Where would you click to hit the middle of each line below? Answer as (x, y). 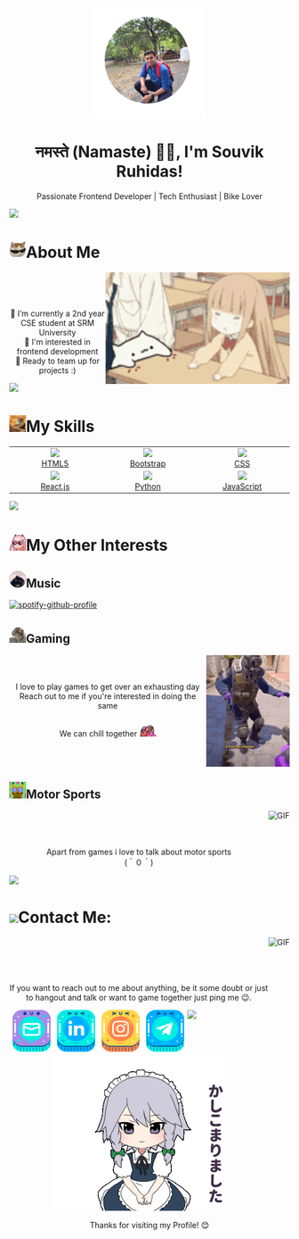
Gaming (48, 639)
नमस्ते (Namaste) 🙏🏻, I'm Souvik (149, 152)
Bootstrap (148, 463)
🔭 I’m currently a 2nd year (57, 313)
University (57, 332)
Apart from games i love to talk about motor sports (138, 852)
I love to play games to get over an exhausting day (108, 687)
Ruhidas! (149, 172)
